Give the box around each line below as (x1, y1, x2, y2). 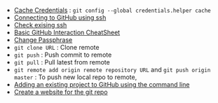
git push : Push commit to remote (13, 50, 112, 59)
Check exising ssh (13, 21, 67, 29)
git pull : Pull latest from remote (13, 58, 110, 66)
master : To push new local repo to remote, (13, 73, 137, 81)
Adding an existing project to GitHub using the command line (13, 81, 190, 88)
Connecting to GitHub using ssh (13, 13, 107, 22)
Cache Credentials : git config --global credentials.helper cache (13, 6, 212, 14)
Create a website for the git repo (13, 88, 108, 96)
